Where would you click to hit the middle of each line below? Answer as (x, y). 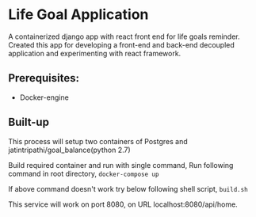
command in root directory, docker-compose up (84, 173)
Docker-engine (44, 97)
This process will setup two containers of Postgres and (98, 141)
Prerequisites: (44, 78)
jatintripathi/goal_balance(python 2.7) (69, 150)
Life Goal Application (78, 15)
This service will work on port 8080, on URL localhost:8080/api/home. (123, 204)
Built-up (29, 122)
